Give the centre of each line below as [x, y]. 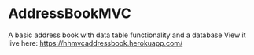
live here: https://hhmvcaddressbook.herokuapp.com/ [96, 43]
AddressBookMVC [70, 14]
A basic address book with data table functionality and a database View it [127, 35]
